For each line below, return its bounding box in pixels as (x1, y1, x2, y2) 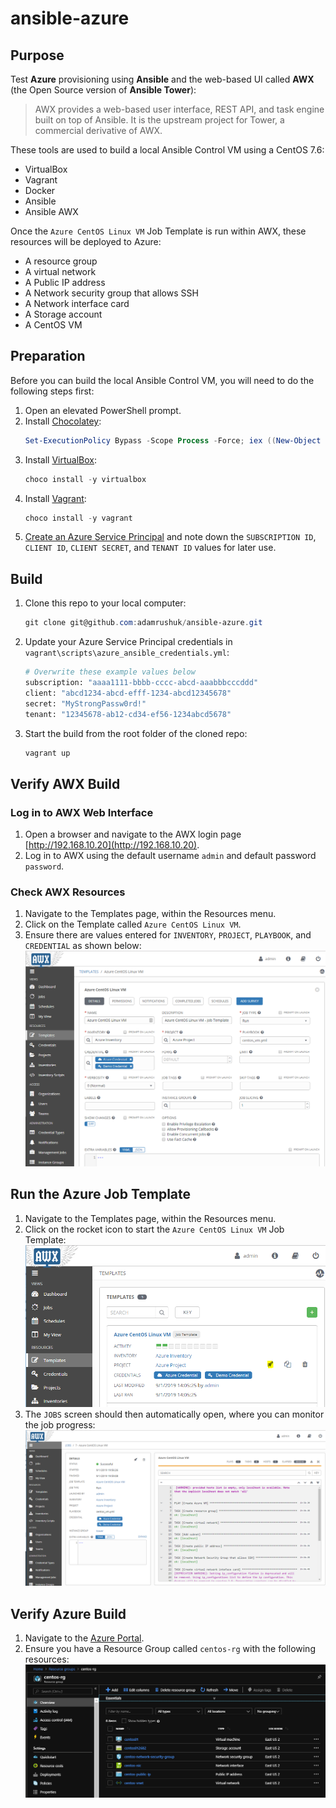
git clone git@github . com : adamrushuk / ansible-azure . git (24, 618, 263, 628)
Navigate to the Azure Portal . (24, 1632, 145, 1644)
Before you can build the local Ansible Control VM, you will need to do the (10, 374, 315, 386)
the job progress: (24, 1418, 96, 1431)
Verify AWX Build (10, 775, 121, 792)
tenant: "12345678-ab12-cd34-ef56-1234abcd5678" (24, 709, 232, 719)
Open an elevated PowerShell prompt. (24, 404, 182, 416)
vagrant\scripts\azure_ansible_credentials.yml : (24, 647, 230, 659)
